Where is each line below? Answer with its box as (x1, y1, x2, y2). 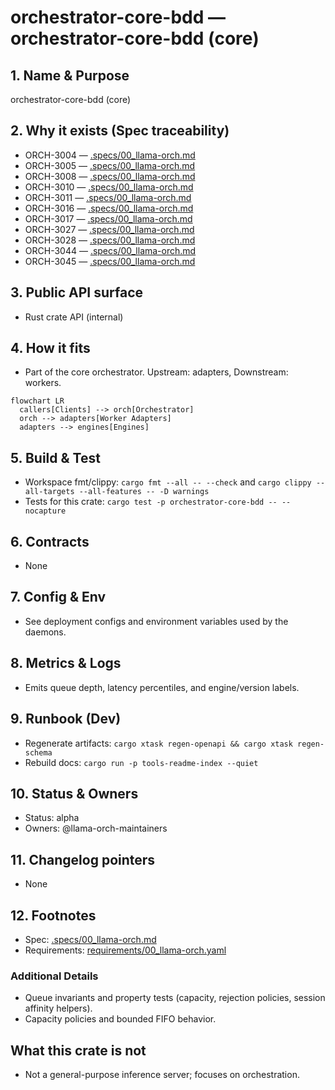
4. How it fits (10, 340, 91, 357)
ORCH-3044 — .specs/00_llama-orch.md (24, 244, 197, 256)
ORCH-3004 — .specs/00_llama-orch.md (24, 149, 196, 161)
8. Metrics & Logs (10, 655, 122, 672)
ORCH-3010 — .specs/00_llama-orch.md (24, 181, 194, 193)
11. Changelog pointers (10, 851, 156, 868)
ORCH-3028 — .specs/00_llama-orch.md (24, 234, 196, 246)
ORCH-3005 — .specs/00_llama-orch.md (24, 159, 196, 171)
